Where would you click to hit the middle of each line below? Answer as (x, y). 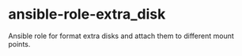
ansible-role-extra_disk (87, 14)
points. (19, 44)
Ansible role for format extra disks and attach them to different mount (121, 36)
